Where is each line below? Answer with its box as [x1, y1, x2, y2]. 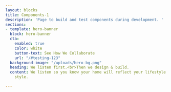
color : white [14, 46, 42, 51]
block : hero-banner [10, 31, 52, 36]
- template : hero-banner [5, 27, 58, 32]
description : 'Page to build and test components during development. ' [5, 17, 164, 22]
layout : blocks [5, 7, 38, 13]
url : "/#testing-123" [14, 55, 60, 61]
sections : [5, 22, 27, 27]
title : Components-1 [5, 12, 50, 17]
